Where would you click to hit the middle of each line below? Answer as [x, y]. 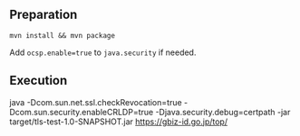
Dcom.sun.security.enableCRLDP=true [82, 112]
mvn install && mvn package [63, 35]
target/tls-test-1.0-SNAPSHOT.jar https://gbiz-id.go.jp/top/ [119, 122]
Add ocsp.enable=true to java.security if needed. [103, 52]
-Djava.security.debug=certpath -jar [223, 112]
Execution [39, 81]
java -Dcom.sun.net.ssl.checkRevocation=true [96, 102]
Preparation [44, 15]
